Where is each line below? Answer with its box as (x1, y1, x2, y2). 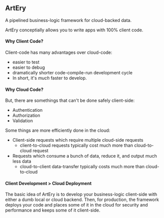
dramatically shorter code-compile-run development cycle (12, 70, 133, 76)
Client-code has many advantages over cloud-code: (5, 49, 113, 55)
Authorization (12, 112, 41, 119)
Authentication (12, 107, 43, 113)
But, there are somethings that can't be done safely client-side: (5, 97, 135, 104)
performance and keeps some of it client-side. (5, 207, 101, 214)
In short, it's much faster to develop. (12, 75, 87, 81)
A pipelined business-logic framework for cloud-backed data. (5, 17, 132, 23)
